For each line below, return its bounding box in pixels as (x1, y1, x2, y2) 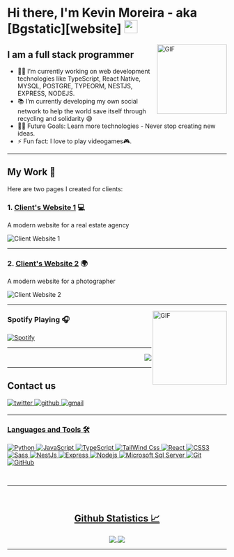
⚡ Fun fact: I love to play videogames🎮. (17, 137, 132, 145)
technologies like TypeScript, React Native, (17, 74, 141, 83)
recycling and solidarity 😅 (17, 115, 93, 122)
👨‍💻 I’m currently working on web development (17, 67, 150, 75)
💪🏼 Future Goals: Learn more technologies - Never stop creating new (17, 122, 216, 130)
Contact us (7, 380, 56, 392)
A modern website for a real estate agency (7, 221, 130, 229)
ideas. (17, 129, 36, 137)
